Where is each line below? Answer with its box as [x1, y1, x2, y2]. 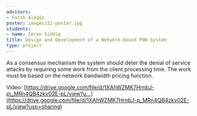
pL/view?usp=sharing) [6, 103, 62, 110]
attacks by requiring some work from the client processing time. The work [6, 65, 192, 72]
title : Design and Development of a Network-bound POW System [6, 37, 167, 43]
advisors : [6, 8, 32, 15]
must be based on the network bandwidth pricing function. [6, 72, 153, 79]
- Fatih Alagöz [6, 14, 45, 21]
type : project [6, 43, 42, 49]
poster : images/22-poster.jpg [6, 20, 83, 26]
